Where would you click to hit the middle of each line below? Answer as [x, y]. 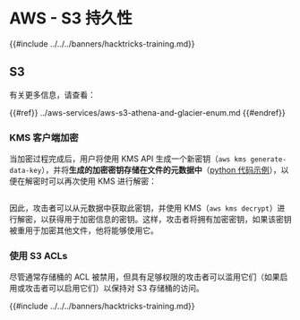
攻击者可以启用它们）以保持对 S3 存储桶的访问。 [114, 289]
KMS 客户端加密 [44, 137]
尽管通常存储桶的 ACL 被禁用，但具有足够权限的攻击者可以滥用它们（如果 [145, 277]
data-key [26, 171]
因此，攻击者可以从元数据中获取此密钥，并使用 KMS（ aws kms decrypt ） [143, 208]
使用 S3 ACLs [39, 255]
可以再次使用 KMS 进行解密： [102, 181]
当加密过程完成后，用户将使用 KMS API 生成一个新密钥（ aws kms [128, 159]
